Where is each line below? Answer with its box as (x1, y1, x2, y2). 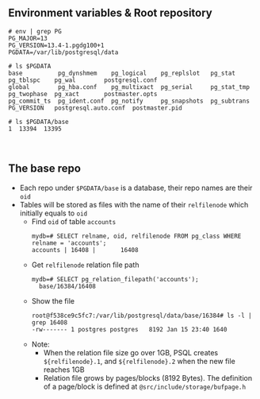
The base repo (8, 162, 82, 176)
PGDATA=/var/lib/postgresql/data (8, 48, 119, 56)
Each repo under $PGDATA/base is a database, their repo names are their (19, 183, 253, 192)
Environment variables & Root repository (8, 6, 212, 20)
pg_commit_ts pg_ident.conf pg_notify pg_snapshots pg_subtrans (8, 97, 250, 105)
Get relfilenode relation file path (31, 260, 140, 269)
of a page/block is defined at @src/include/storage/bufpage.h (43, 382, 247, 391)
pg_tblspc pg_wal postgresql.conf (8, 76, 158, 84)
